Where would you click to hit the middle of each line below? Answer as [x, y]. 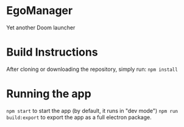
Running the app [49, 94]
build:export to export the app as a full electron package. [79, 117]
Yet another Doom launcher [41, 27]
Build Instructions [52, 52]
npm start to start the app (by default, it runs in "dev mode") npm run [92, 111]
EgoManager [40, 11]
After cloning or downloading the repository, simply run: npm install [92, 69]
